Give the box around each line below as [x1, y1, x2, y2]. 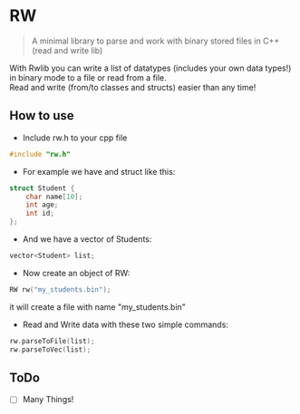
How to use [9, 108, 74, 123]
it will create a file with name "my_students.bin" [9, 301, 186, 313]
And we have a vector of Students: [22, 234, 152, 245]
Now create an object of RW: [22, 267, 131, 278]
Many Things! [22, 394, 74, 405]
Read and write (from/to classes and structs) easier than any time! [9, 82, 256, 92]
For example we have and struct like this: [22, 166, 176, 177]
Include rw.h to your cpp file [22, 132, 128, 143]
